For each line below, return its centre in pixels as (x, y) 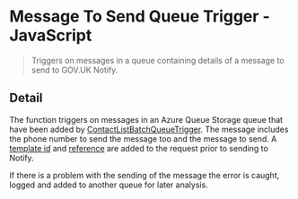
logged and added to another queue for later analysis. (109, 185)
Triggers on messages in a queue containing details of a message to (158, 60)
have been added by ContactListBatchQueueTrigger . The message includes (149, 129)
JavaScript (51, 35)
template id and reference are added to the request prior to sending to (139, 148)
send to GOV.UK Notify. (74, 70)
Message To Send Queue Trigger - (140, 17)
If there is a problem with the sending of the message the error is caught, (145, 175)
